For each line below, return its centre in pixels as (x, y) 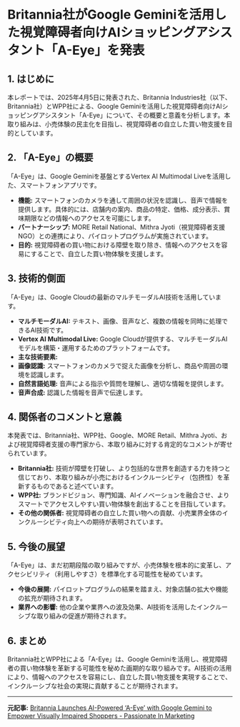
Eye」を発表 (109, 50)
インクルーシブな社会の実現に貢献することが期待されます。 (95, 686)
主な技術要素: (38, 357)
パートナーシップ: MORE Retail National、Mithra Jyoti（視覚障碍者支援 (121, 227)
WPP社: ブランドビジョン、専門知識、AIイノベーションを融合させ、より (124, 495)
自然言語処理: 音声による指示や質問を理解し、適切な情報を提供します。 (122, 383)
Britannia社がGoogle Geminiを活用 (111, 15)
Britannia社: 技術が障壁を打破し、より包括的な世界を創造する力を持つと (124, 469)
